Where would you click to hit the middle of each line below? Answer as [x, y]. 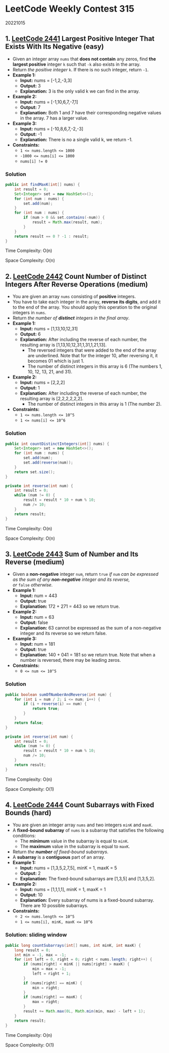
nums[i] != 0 [34, 161]
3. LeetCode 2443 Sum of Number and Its [72, 554]
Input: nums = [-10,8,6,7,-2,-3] [52, 129]
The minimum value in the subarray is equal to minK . [74, 841]
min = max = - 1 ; [49, 969]
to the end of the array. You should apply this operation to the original [85, 307]
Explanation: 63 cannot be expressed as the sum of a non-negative [91, 628]
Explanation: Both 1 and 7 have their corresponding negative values [91, 112]
